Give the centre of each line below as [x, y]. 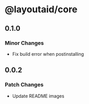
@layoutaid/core [41, 9]
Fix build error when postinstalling [48, 54]
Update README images [38, 96]
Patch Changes [24, 85]
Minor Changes [24, 43]
